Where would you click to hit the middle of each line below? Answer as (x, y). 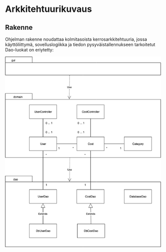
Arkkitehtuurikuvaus (49, 9)
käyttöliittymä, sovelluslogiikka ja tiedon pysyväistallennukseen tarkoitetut (80, 45)
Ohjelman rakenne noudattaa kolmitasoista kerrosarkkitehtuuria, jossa (76, 39)
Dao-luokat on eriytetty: (29, 50)
